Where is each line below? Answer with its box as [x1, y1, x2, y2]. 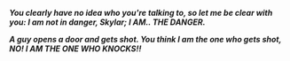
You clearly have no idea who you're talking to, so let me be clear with [9, 8, 273, 18]
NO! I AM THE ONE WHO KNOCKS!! [9, 43, 142, 54]
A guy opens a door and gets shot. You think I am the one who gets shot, [9, 34, 282, 44]
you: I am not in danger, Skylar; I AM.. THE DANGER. [9, 17, 206, 27]
